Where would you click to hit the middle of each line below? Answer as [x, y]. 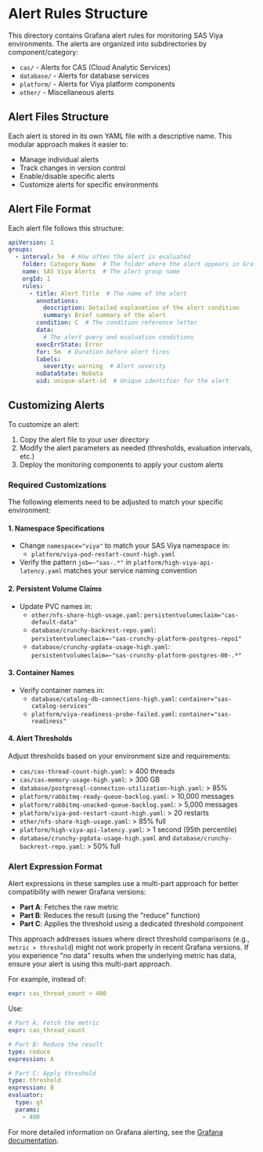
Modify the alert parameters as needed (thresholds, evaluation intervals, [136, 447]
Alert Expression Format [56, 866]
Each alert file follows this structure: [66, 228]
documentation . [34, 1140]
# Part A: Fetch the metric [54, 1023]
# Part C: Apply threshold [52, 1073]
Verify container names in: [62, 690]
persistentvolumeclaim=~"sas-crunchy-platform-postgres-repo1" [137, 639]
